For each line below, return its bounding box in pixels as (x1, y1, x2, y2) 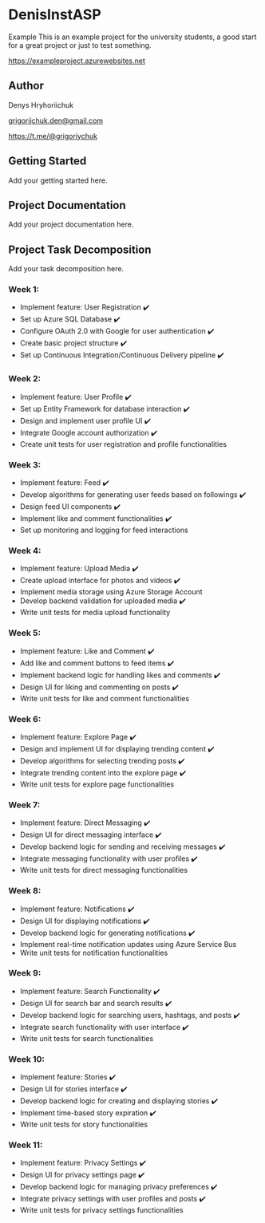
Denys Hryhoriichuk (8, 100, 74, 109)
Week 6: (8, 713, 42, 724)
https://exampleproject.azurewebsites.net (8, 56, 146, 65)
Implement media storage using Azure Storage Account (19, 587, 203, 597)
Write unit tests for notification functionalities (19, 948, 168, 957)
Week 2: (8, 373, 42, 385)
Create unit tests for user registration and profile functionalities (19, 439, 227, 448)
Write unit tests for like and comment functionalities (19, 693, 190, 703)
